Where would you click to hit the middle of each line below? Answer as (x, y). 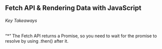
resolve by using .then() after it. (37, 41)
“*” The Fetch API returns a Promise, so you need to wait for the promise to (81, 36)
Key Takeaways (21, 20)
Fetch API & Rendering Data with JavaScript (73, 8)
